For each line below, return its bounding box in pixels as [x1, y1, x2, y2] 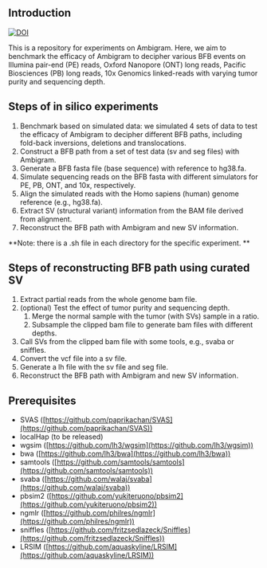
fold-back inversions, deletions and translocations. [19, 138, 187, 147]
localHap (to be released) [19, 432, 104, 441]
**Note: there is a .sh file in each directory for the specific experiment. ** [8, 238, 250, 248]
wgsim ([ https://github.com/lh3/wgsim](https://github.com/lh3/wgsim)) [19, 441, 253, 450]
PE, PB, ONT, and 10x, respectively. [19, 180, 136, 190]
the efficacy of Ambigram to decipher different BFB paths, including [19, 129, 243, 139]
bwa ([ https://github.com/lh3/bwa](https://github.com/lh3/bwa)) [19, 449, 231, 459]
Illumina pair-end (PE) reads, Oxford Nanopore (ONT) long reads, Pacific [8, 60, 246, 69]
